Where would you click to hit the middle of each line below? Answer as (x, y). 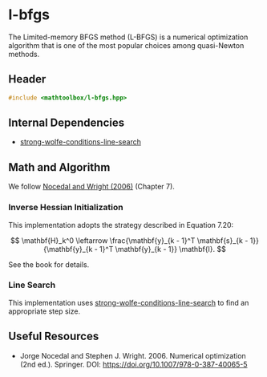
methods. (24, 54)
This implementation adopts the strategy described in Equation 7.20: (121, 225)
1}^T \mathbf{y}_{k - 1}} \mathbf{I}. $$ (163, 249)
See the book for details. (49, 264)
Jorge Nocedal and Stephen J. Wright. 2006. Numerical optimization (133, 355)
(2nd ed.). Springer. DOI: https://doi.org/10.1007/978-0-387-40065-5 (133, 364)
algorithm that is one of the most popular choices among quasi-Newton (126, 45)
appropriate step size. (44, 311)
